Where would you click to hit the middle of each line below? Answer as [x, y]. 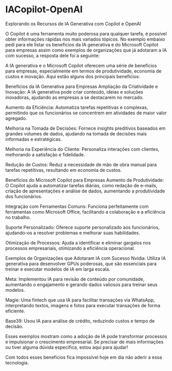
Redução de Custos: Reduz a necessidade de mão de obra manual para [81, 164]
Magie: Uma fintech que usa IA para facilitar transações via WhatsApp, [80, 300]
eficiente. [15, 311]
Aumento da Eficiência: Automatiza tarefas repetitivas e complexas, [77, 107]
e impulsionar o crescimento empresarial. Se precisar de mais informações [84, 342]
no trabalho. [18, 217]
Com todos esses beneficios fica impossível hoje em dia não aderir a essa [84, 357]
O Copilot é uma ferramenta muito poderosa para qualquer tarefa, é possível [86, 33]
